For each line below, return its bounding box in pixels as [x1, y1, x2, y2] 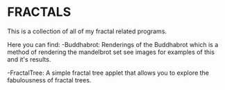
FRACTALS [7, 4, 72, 20]
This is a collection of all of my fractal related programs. [7, 27, 167, 35]
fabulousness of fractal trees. [7, 75, 92, 84]
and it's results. [7, 55, 51, 63]
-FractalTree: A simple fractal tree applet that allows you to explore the [7, 69, 210, 77]
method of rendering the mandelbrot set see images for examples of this [7, 48, 215, 56]
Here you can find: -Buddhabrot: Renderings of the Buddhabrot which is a [7, 40, 219, 48]
